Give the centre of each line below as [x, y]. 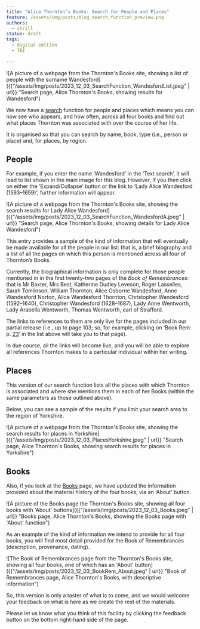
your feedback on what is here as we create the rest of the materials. [91, 602]
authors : [17, 23]
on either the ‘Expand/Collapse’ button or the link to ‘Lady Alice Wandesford [99, 186]
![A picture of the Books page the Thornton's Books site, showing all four [96, 504]
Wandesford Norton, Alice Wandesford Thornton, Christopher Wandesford [98, 297]
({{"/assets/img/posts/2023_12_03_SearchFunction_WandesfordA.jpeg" [94, 217]
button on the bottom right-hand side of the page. [67, 620]
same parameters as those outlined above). [60, 398]
